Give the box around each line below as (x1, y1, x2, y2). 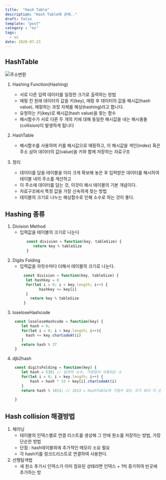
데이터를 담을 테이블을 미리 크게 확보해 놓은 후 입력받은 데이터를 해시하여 (19, 169, 160, 175)
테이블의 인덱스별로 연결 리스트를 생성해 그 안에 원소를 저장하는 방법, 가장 (19, 433, 161, 439)
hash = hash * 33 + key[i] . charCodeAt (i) (30, 379, 117, 384)
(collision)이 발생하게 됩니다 (19, 122, 74, 128)
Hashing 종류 (5, 210, 45, 218)
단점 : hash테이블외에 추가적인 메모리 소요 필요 (19, 445, 110, 451)
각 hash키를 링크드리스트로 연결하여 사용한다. (19, 451, 108, 457)
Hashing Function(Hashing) (12, 81, 68, 87)
